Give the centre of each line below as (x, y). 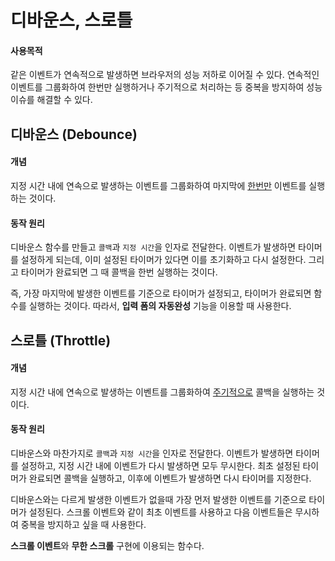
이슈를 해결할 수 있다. (51, 100)
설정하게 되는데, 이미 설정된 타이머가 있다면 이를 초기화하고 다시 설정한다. (163, 260)
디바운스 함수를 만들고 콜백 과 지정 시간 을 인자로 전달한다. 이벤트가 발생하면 (153, 247)
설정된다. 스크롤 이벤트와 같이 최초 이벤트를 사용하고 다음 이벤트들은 (160, 512)
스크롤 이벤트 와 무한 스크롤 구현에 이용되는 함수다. (107, 545)
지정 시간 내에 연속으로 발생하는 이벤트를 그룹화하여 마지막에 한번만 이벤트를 (158, 185)
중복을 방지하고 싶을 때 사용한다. (83, 524)
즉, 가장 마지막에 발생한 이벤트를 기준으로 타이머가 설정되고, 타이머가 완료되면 (161, 293)
